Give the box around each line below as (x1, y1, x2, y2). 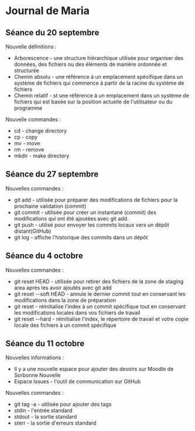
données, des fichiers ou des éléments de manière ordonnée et (13, 61, 167, 68)
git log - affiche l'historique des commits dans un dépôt (13, 233, 148, 240)
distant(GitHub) (13, 228, 52, 235)
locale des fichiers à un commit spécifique (13, 322, 117, 329)
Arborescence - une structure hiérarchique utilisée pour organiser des (13, 55, 184, 61)
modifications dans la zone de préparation (13, 296, 117, 303)
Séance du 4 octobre (5, 251, 83, 261)
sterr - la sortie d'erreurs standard (13, 419, 97, 427)
